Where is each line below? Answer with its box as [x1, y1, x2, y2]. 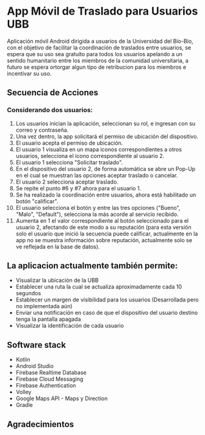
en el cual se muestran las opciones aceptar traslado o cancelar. [15, 171, 178, 179]
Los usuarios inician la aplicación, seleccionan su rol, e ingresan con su [15, 120, 196, 127]
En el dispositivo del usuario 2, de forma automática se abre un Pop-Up [15, 165, 196, 172]
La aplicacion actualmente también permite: [7, 261, 178, 271]
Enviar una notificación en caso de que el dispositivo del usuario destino [15, 309, 198, 317]
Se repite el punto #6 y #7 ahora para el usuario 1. [15, 184, 142, 192]
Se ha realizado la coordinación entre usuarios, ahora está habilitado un [15, 191, 196, 198]
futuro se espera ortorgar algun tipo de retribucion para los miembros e [7, 63, 187, 71]
